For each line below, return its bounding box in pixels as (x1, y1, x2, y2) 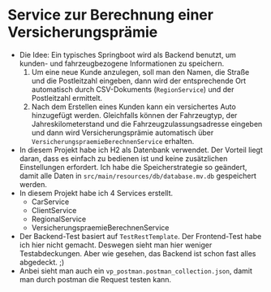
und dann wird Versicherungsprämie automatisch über (31, 128, 214, 137)
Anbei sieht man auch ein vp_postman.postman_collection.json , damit (19, 266, 253, 276)
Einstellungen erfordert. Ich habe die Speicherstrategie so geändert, (19, 162, 247, 172)
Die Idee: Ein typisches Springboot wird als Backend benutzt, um (19, 50, 236, 59)
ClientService (31, 205, 77, 215)
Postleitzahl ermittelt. (31, 93, 103, 102)
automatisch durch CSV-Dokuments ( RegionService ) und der (31, 84, 234, 94)
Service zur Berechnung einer (7, 6, 214, 24)
